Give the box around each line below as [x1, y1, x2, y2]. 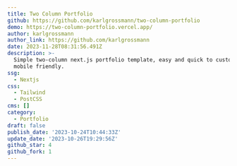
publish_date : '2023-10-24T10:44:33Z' [7, 129, 121, 136]
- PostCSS [13, 96, 42, 103]
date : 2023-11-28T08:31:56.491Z [7, 43, 102, 50]
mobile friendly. [13, 63, 65, 70]
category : [7, 109, 37, 116]
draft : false [7, 121, 46, 129]
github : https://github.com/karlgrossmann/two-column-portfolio [7, 17, 200, 24]
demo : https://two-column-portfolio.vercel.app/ [7, 23, 153, 30]
